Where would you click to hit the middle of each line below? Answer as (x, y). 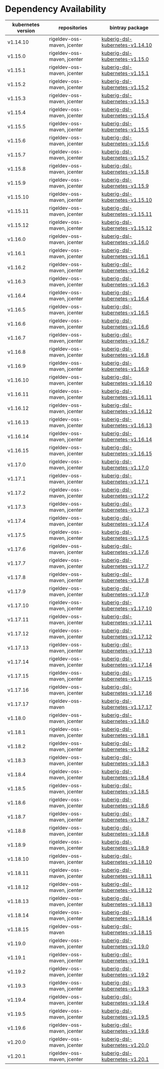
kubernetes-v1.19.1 (125, 960)
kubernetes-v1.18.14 (127, 918)
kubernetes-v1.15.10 (127, 200)
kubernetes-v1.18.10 (127, 862)
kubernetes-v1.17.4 (125, 524)
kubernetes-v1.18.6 (125, 805)
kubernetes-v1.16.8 (125, 355)
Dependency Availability (56, 9)
